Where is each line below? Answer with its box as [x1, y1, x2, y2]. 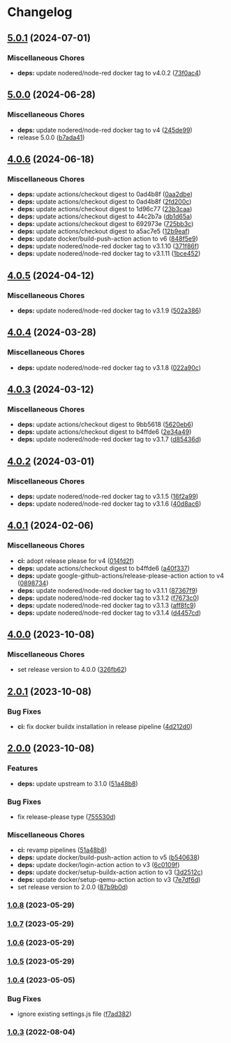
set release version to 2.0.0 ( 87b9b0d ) [17, 883, 128, 892]
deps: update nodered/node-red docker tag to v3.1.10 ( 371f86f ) [17, 242, 200, 250]
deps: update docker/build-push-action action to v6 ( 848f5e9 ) [17, 234, 199, 243]
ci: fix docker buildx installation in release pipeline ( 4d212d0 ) [17, 723, 193, 731]
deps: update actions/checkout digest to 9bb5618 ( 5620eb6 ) [17, 420, 194, 429]
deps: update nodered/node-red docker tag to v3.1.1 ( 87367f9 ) [17, 586, 198, 594]
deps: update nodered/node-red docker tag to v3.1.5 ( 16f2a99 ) [17, 493, 199, 500]
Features [7, 763, 38, 773]
